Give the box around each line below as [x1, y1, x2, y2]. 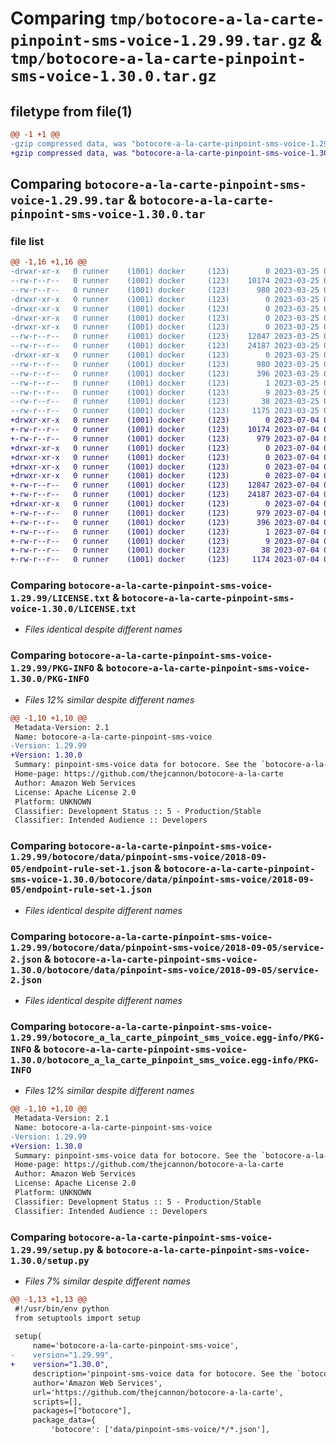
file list [10, 234, 45, 248]
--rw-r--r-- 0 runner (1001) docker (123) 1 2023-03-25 [10, 378, 320, 388]
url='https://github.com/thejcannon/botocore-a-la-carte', [32, 1387, 284, 1397]
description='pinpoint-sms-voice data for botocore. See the [32, 1368, 293, 1379]
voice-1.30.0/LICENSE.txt [10, 603, 137, 615]
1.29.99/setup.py [10, 1244, 95, 1256]
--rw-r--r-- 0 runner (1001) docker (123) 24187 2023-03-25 [10, 341, 320, 351]
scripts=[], [32, 1397, 83, 1407]
